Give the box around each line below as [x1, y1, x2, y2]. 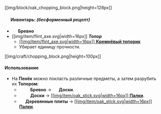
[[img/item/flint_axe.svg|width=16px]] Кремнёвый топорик [19, 38, 141, 44]
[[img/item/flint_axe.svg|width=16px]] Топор [11, 34, 102, 39]
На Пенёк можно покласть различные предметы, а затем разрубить [11, 76, 157, 81]
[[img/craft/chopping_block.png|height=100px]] [4, 53, 102, 59]
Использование [4, 65, 39, 71]
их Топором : [11, 81, 39, 87]
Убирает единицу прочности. [19, 44, 80, 50]
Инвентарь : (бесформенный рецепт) [10, 16, 90, 22]
